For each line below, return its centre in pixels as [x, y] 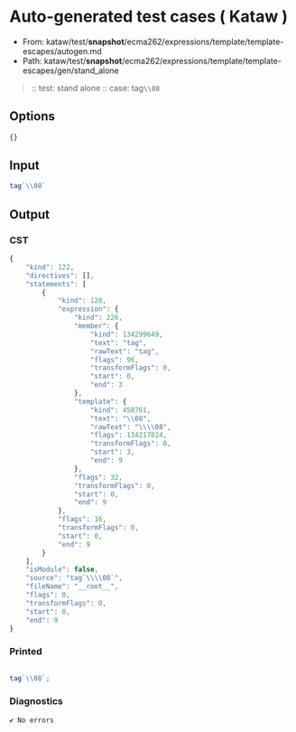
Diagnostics [36, 701]
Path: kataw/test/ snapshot [72, 61]
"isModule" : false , [62, 570]
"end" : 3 [106, 385]
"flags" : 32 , [98, 477]
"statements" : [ [56, 284]
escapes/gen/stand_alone [70, 70]
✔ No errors [32, 720]
